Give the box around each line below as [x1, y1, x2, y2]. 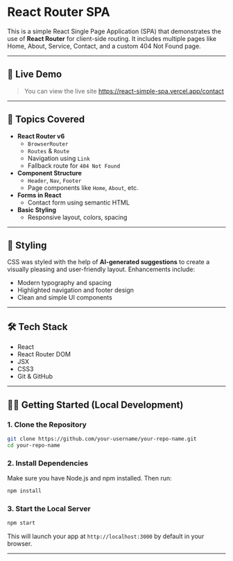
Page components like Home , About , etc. [27, 183, 139, 191]
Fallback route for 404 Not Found [27, 161, 121, 170]
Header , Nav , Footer [27, 176, 82, 184]
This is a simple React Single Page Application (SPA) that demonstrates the [7, 27, 222, 35]
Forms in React [17, 191, 62, 199]
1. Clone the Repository [7, 420, 87, 429]
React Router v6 [17, 132, 65, 140]
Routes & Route [27, 146, 70, 155]
